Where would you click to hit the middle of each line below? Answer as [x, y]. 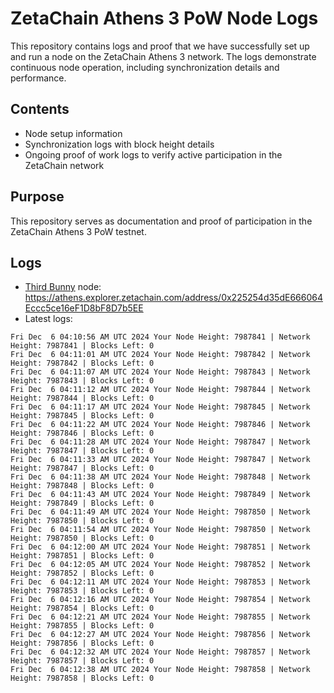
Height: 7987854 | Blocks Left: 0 [82, 608]
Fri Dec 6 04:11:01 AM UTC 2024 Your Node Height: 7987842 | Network [160, 355]
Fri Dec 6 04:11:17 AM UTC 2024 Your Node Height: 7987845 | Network [160, 407]
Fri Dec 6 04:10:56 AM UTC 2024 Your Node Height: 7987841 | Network [160, 337]
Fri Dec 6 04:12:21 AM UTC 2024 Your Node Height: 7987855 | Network [160, 617]
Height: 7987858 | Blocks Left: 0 [82, 678]
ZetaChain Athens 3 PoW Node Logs [164, 18]
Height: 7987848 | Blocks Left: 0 [82, 486]
